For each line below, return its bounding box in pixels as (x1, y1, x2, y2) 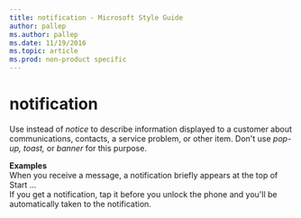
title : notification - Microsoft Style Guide (9, 13, 183, 23)
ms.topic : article (9, 47, 78, 56)
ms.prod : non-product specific (9, 55, 127, 64)
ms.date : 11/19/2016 (9, 38, 87, 48)
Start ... (9, 179, 37, 190)
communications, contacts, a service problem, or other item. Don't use (9, 132, 272, 144)
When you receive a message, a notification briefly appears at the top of (9, 169, 278, 180)
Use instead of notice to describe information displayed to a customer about (9, 123, 293, 134)
